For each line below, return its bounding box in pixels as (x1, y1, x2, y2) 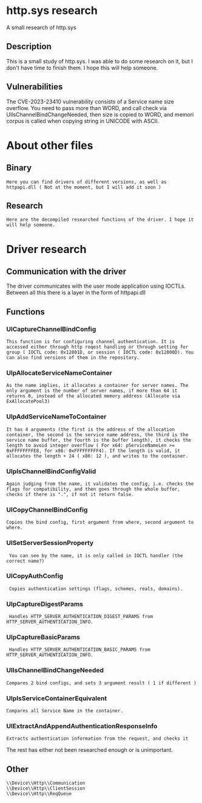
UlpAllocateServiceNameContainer (6, 369, 112, 377)
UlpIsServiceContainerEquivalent (6, 694, 107, 703)
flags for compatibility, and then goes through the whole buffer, (6, 486, 181, 492)
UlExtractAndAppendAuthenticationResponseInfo (6, 721, 158, 730)
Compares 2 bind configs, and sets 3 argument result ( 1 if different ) (6, 680, 197, 686)
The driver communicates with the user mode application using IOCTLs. (6, 282, 186, 290)
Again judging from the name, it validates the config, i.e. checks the (6, 481, 194, 487)
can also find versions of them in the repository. (6, 355, 140, 361)
